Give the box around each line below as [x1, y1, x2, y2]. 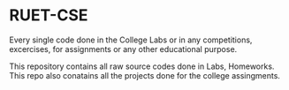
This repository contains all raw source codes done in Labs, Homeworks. [9, 61, 275, 71]
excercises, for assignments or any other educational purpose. [9, 43, 238, 54]
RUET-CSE [9, 5, 88, 26]
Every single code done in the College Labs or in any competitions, [9, 34, 253, 45]
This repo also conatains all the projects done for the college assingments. [9, 70, 281, 80]
